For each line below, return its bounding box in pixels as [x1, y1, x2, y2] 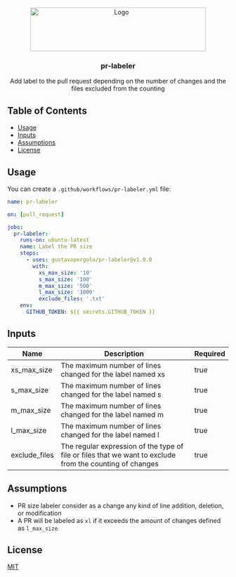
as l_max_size [17, 524, 58, 532]
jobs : [7, 223, 23, 231]
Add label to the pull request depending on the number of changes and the [10, 77, 226, 86]
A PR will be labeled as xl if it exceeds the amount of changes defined [17, 516, 221, 524]
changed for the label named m [60, 409, 164, 419]
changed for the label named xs [60, 369, 165, 379]
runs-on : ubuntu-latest [20, 237, 90, 244]
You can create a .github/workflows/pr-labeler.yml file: [7, 185, 171, 193]
